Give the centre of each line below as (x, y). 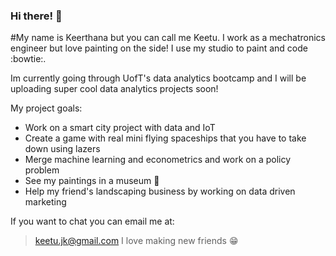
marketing (45, 202)
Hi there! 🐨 (36, 16)
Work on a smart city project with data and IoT (120, 128)
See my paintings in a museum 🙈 (92, 181)
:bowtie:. (28, 59)
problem (42, 170)
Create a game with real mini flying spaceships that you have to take (165, 138)
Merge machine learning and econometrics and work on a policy (158, 160)
